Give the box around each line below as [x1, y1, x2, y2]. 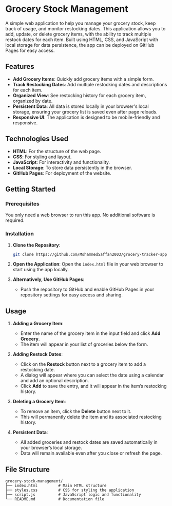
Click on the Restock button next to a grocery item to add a [20, 361, 146, 367]
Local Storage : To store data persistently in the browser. [12, 164, 132, 171]
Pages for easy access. [5, 47, 55, 53]
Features [5, 62, 34, 71]
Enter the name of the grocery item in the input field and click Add [20, 330, 161, 336]
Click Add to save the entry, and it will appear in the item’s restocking [20, 383, 167, 389]
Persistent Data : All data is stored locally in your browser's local [12, 103, 149, 109]
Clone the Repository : [12, 242, 61, 248]
